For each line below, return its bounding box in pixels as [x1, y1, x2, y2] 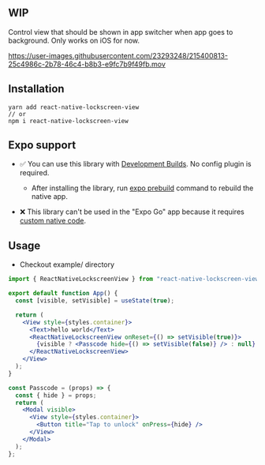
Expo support [8, 138, 77, 152]
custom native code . [19, 216, 87, 226]
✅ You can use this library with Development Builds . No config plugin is [19, 159, 252, 169]
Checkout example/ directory [19, 260, 115, 269]
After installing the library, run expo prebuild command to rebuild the [31, 183, 254, 193]
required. [19, 168, 50, 178]
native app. [31, 192, 69, 201]
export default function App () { [8, 290, 118, 298]
